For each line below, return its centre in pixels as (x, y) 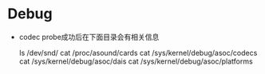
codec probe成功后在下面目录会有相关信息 (89, 37)
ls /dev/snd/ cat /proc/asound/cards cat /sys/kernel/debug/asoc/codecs (138, 53)
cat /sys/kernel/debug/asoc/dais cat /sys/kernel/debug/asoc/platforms (136, 61)
